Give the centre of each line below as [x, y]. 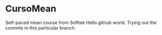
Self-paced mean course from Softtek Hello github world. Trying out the [81, 22]
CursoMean [31, 9]
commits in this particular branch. [41, 27]
